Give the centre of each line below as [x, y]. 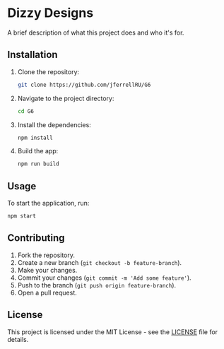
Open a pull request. [47, 292]
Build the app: [38, 151]
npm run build [38, 164]
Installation [33, 55]
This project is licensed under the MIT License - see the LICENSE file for [112, 332]
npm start [22, 216]
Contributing [36, 238]
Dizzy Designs [51, 13]
